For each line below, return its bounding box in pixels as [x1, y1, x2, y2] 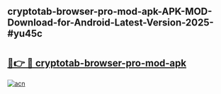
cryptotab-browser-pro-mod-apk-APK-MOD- [7, 6, 212, 18]
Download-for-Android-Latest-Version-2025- [7, 17, 214, 29]
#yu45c [7, 28, 42, 40]
